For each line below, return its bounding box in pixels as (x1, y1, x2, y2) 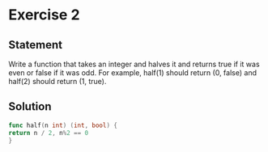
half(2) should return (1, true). (8, 77, 107, 86)
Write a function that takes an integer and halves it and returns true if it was (8, 59, 261, 69)
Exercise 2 (8, 6, 80, 24)
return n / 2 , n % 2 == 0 (8, 129, 89, 137)
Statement (8, 38, 63, 52)
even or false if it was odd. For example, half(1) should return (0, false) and (8, 68, 257, 78)
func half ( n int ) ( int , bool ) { (8, 121, 117, 129)
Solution (8, 99, 52, 114)
